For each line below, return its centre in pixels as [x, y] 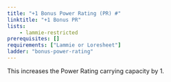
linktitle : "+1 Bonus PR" [44, 20]
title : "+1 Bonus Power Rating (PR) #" [64, 13]
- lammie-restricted [49, 32]
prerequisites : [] [33, 39]
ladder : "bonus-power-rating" [50, 52]
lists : [16, 26]
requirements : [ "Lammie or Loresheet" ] [64, 45]
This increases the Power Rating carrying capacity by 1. [86, 71]
